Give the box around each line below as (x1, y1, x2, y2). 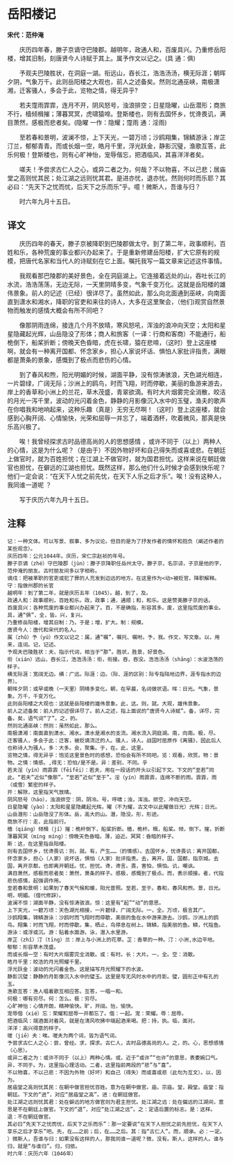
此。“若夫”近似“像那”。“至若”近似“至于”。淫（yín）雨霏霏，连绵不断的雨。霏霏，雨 (7, 773, 217, 781)
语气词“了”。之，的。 (27, 714, 81, 722)
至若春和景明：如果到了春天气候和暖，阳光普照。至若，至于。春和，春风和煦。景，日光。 (7, 885, 224, 892)
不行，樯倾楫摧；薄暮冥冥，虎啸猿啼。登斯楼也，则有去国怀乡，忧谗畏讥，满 (7, 109, 226, 118)
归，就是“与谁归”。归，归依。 (7, 1143, 81, 1150)
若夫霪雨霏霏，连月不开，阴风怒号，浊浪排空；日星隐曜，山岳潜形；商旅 (19, 101, 226, 109)
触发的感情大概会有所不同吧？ (19, 306, 105, 315)
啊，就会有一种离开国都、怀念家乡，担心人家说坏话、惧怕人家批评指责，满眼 (7, 346, 226, 355)
